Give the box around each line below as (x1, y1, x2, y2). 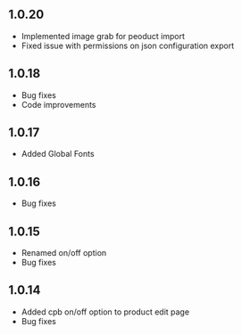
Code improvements (21, 99, 96, 110)
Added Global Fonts (21, 149, 95, 159)
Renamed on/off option (21, 248, 107, 258)
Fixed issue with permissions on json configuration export (21, 40, 235, 51)
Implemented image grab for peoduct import (21, 30, 185, 41)
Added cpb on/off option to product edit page (21, 306, 189, 317)
